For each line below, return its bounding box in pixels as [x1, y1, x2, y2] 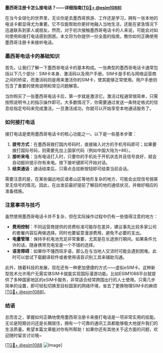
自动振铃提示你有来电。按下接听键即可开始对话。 [12, 159, 110, 165]
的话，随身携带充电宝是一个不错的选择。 [16, 242, 98, 248]
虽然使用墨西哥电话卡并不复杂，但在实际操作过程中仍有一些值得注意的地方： [5, 213, 158, 219]
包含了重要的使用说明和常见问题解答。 [5, 83, 81, 89]
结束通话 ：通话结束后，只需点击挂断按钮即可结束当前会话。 [12, 166, 131, 171]
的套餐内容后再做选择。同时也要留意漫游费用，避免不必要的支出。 [12, 230, 144, 236]
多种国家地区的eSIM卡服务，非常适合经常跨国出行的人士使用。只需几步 [13, 277, 156, 282]
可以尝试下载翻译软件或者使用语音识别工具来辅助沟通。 [16, 254, 127, 260]
